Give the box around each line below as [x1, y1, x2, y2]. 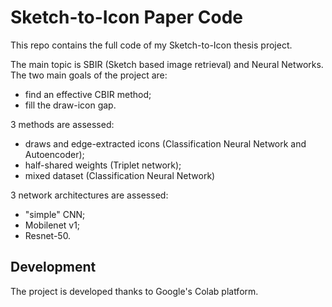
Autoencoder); [24, 148, 85, 160]
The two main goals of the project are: [10, 69, 168, 81]
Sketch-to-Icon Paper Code [10, 6, 244, 29]
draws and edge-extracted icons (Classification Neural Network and [24, 137, 307, 150]
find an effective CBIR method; [24, 88, 152, 100]
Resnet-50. [24, 229, 72, 241]
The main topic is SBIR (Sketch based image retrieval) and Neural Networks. [10, 58, 324, 70]
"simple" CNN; [24, 208, 86, 220]
